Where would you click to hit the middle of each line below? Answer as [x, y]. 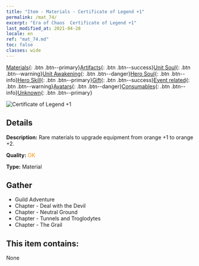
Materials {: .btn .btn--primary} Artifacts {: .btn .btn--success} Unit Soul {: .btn [99, 67]
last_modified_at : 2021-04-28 [44, 28]
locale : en [20, 34]
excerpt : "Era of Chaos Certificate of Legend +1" [71, 23]
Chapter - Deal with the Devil [50, 206]
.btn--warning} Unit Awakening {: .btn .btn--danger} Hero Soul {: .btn [88, 73]
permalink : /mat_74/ [32, 17]
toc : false [20, 45]
